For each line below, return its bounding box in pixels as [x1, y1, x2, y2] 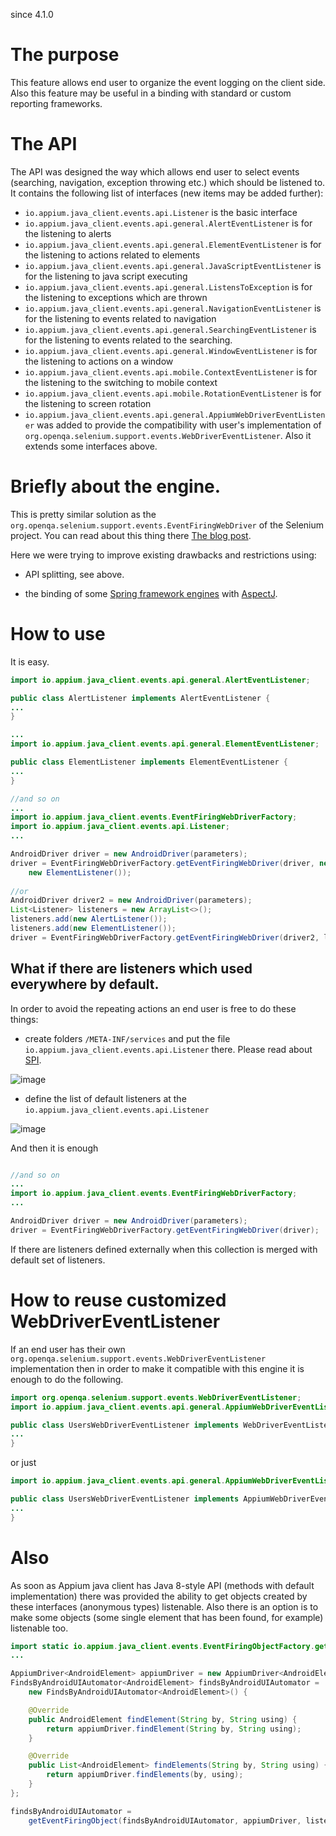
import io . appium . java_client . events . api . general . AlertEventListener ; [10, 675, 311, 685]
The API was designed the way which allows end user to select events [10, 165, 300, 178]
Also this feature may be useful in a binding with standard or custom [10, 87, 292, 99]
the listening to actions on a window [24, 355, 174, 367]
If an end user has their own [10, 1343, 126, 1355]
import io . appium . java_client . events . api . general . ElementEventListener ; [10, 739, 320, 749]
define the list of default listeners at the [24, 1092, 187, 1104]
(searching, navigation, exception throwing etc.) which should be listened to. [10, 176, 326, 188]
